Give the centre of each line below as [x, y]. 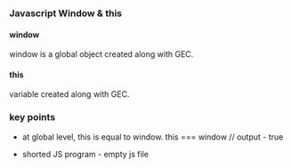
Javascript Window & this [66, 13]
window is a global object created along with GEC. [101, 54]
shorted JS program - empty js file [85, 154]
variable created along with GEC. [69, 94]
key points [32, 117]
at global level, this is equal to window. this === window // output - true [153, 137]
